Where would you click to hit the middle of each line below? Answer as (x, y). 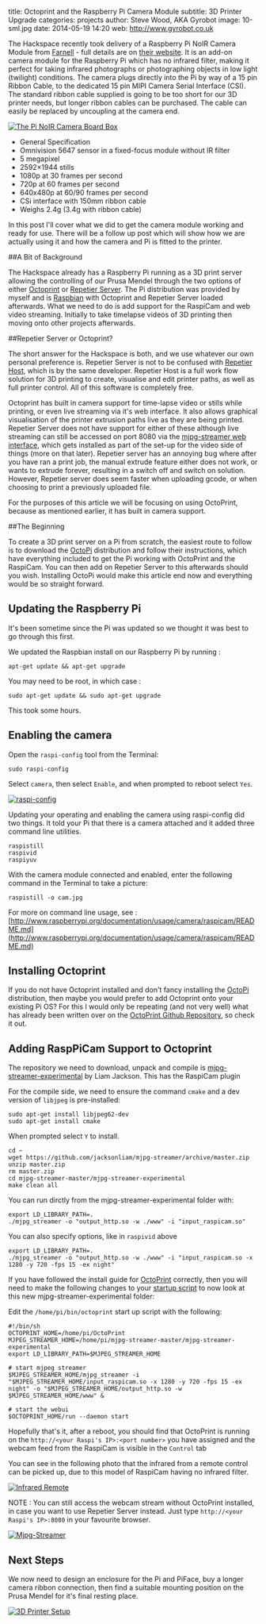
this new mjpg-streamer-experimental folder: (82, 1296)
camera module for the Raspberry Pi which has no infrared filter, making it (129, 60)
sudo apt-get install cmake (55, 1122)
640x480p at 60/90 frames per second (84, 192)
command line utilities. (45, 831)
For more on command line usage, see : (73, 912)
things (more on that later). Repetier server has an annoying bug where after (133, 453)
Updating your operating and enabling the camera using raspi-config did (127, 814)
